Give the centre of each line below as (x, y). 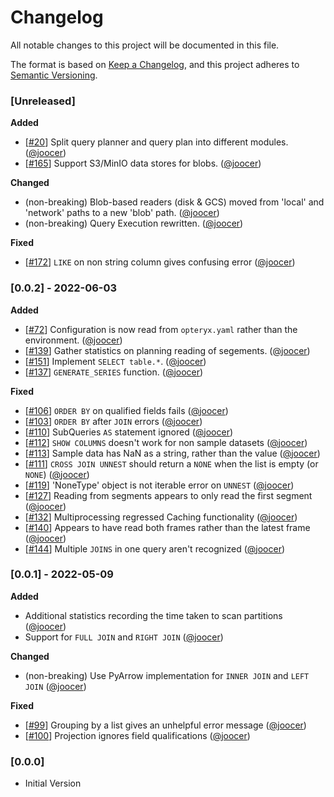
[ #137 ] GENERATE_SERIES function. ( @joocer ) (114, 372)
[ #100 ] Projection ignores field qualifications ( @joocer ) (137, 735)
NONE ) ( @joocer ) (57, 474)
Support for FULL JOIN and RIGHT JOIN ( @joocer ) (124, 637)
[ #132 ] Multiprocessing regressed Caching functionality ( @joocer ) (161, 517)
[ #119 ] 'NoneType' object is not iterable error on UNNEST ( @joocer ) (159, 485)
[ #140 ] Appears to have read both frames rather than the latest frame (167, 527)
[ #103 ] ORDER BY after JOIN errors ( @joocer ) (113, 421)
